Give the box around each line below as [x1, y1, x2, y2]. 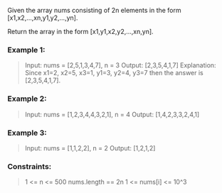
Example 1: [7, 45, 46, 55]
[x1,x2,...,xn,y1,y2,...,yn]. [7, 13, 78, 22]
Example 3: [7, 128, 48, 138]
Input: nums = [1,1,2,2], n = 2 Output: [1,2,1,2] [24, 143, 156, 152]
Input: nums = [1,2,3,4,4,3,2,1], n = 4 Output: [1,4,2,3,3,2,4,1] [24, 110, 200, 118]
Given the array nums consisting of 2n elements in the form [7, 6, 181, 14]
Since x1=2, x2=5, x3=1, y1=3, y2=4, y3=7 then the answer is [24, 69, 204, 77]
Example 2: [7, 94, 47, 104]
